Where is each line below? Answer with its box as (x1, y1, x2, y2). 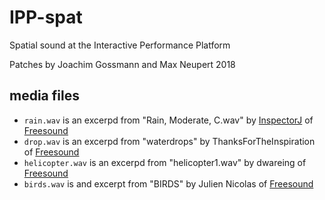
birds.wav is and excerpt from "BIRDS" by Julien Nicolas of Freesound (23, 177, 314, 190)
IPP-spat (9, 6, 83, 29)
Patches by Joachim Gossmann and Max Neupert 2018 (9, 58, 236, 70)
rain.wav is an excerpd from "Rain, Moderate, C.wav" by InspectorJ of (23, 114, 314, 126)
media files (9, 87, 80, 105)
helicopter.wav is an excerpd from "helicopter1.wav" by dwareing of (23, 156, 307, 168)
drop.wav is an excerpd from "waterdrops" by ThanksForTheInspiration (23, 135, 316, 147)
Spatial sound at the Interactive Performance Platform (9, 39, 231, 51)
